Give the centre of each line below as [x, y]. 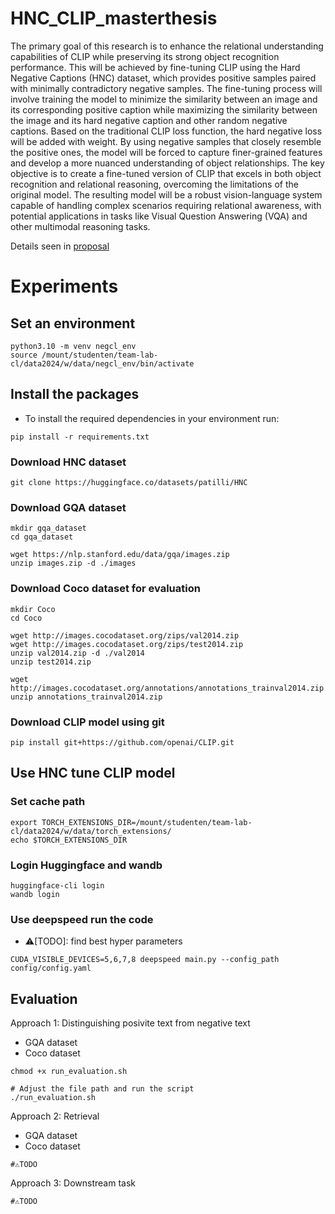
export [24, 822]
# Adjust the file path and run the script [102, 1089]
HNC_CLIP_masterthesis [114, 18]
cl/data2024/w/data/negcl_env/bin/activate [102, 363]
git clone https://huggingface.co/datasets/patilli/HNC [129, 483]
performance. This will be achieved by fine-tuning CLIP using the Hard [155, 67]
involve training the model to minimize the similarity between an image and [164, 99]
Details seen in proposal [60, 246]
